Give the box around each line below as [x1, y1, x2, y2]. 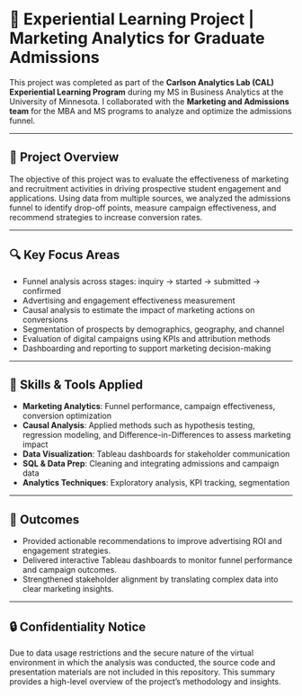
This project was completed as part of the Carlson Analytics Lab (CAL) [9, 76, 274, 87]
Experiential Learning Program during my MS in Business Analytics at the [9, 86, 284, 97]
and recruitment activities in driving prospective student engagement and [9, 183, 281, 193]
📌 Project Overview [9, 149, 120, 165]
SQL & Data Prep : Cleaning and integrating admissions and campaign [22, 459, 280, 469]
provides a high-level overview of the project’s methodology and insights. [9, 676, 281, 687]
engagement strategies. [22, 545, 111, 557]
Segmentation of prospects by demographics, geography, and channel [22, 324, 285, 335]
